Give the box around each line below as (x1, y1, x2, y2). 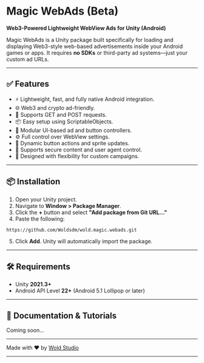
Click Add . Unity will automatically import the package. (15, 237, 153, 244)
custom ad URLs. (6, 55, 49, 63)
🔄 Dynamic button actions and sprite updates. (15, 139, 130, 147)
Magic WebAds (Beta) (6, 4, 118, 18)
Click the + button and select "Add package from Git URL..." (15, 209, 168, 216)
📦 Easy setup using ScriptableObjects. (15, 117, 114, 125)
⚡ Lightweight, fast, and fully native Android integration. (15, 95, 155, 103)
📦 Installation (6, 176, 61, 187)
